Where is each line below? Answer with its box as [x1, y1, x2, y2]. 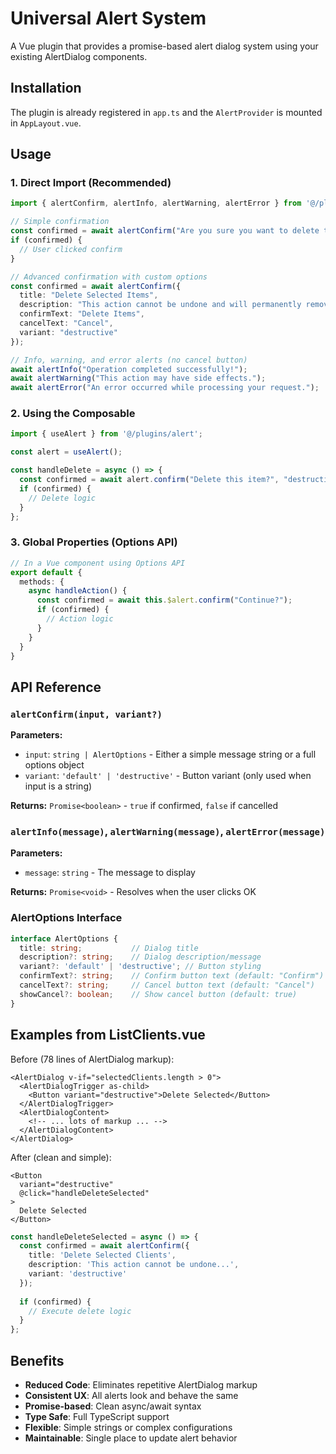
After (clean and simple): [10, 1151, 112, 1163]
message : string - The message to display [24, 867, 196, 879]
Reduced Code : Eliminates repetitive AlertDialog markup [24, 1378, 258, 1391]
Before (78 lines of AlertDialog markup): [10, 1053, 175, 1065]
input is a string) [24, 780, 93, 792]
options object [24, 759, 85, 771]
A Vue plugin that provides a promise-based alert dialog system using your [10, 40, 319, 52]
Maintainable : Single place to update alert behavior [24, 1432, 238, 1444]
